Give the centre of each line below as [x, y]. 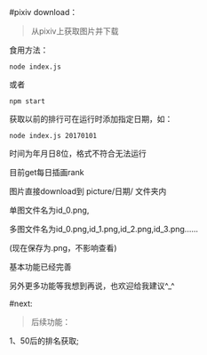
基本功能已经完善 [40, 267]
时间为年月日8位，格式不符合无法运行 [78, 153]
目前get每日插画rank [47, 172]
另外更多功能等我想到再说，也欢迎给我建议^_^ [92, 286]
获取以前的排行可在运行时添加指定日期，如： [91, 119]
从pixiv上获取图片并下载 [75, 31]
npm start [28, 101]
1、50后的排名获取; [44, 341]
